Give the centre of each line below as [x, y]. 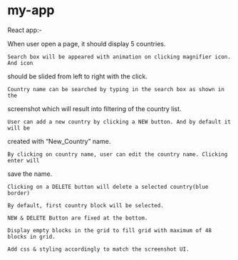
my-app [31, 10]
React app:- [25, 30]
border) [19, 193]
